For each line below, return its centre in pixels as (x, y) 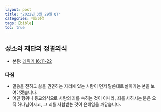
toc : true (15, 28)
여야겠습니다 (24, 92)
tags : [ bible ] (19, 23)
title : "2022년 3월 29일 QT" (33, 14)
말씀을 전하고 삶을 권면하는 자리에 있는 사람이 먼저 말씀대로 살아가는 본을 (81, 86)
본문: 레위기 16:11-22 (32, 61)
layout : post (18, 9)
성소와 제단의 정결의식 (36, 48)
